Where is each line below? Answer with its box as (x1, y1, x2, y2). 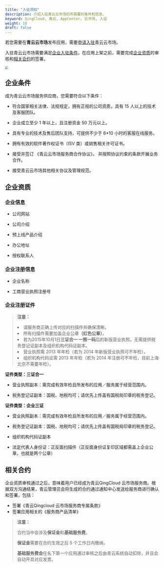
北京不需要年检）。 (17, 361, 54, 367)
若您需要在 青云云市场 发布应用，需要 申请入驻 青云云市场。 (5, 40, 121, 45)
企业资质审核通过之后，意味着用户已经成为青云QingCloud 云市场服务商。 (5, 480, 152, 486)
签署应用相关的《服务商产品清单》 (12, 508, 81, 514)
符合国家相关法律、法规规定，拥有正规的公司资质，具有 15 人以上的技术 (12, 103, 156, 109)
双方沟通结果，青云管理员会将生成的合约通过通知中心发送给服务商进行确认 (9, 486, 159, 492)
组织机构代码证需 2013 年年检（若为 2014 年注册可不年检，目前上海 (23, 355, 159, 361)
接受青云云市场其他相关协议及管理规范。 (12, 167, 94, 173)
